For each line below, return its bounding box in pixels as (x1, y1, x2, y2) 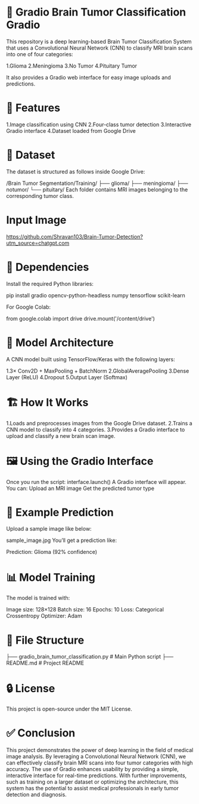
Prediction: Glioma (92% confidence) (6, 549, 97, 556)
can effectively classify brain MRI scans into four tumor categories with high (6, 759, 193, 766)
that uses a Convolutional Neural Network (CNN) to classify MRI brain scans (6, 44, 193, 51)
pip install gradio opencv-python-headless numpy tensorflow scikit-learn (6, 291, 186, 299)
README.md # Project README (6, 659, 85, 666)
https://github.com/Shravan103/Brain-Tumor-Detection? (6, 233, 143, 240)
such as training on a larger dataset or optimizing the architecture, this (6, 778, 179, 785)
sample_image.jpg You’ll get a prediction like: (6, 537, 117, 544)
